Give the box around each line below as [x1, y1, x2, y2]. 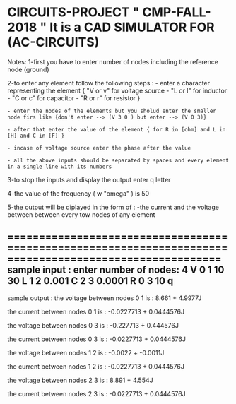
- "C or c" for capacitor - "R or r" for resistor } [7, 93, 141, 102]
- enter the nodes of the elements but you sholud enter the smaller [7, 107, 217, 114]
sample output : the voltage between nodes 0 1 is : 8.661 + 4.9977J [7, 294, 202, 302]
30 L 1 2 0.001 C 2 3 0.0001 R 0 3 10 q [7, 275, 174, 287]
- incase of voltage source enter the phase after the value [7, 144, 191, 152]
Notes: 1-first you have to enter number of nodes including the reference [7, 57, 219, 66]
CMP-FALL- [142, 4, 211, 20]
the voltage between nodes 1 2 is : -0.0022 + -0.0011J [7, 348, 165, 357]
